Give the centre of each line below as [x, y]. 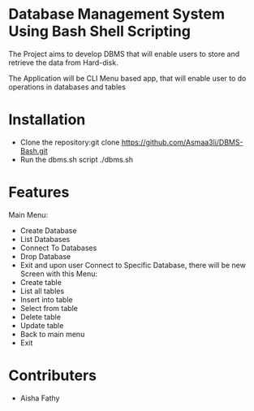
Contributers [53, 375]
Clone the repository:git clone [70, 142]
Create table [41, 282]
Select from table [49, 308]
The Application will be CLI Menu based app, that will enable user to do [127, 78]
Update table [42, 325]
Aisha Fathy [40, 398]
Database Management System [117, 14]
